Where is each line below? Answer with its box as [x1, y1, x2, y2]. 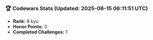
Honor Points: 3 [12, 24, 47, 30]
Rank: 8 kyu [12, 18, 39, 24]
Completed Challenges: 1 [12, 29, 68, 35]
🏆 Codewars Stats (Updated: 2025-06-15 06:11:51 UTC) [5, 5, 148, 12]
